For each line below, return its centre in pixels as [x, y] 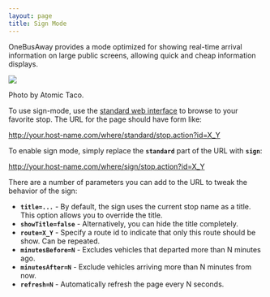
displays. [24, 64]
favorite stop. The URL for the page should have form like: [105, 119]
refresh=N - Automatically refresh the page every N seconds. [122, 284]
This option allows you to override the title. [91, 215]
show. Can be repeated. [60, 241]
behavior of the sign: [43, 191]
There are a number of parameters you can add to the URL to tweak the [128, 182]
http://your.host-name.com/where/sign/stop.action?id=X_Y [107, 166]
